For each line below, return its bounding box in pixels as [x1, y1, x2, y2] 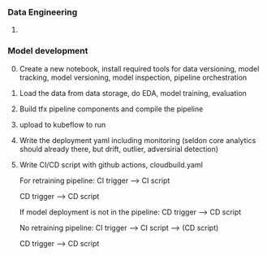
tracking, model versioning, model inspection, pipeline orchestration [19, 72, 248, 82]
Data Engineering [7, 7, 78, 18]
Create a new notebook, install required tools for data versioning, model [19, 63, 260, 73]
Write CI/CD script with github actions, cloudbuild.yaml [19, 159, 204, 169]
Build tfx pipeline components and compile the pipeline [19, 104, 204, 114]
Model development [7, 46, 88, 57]
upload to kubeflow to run [19, 119, 106, 129]
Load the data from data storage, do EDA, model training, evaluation [19, 88, 247, 98]
